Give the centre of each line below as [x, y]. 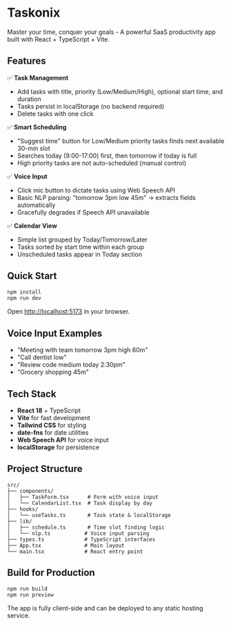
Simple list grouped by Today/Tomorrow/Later [82, 239]
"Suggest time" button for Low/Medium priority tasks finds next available [121, 141]
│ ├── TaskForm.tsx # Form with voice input [83, 497]
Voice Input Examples [55, 333]
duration [29, 99]
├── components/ [30, 491]
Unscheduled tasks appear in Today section [80, 254]
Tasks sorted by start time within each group [81, 246]
